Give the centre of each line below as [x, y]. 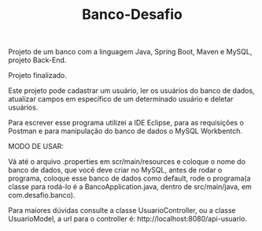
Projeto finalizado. [37, 75]
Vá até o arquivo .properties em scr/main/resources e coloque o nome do [127, 161]
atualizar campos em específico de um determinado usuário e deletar [121, 99]
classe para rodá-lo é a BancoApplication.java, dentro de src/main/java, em [130, 186]
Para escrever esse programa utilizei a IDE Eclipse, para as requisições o [126, 122]
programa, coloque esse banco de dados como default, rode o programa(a [129, 178]
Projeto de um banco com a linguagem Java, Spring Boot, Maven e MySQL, [130, 51]
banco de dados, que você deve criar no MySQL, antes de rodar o [115, 170]
